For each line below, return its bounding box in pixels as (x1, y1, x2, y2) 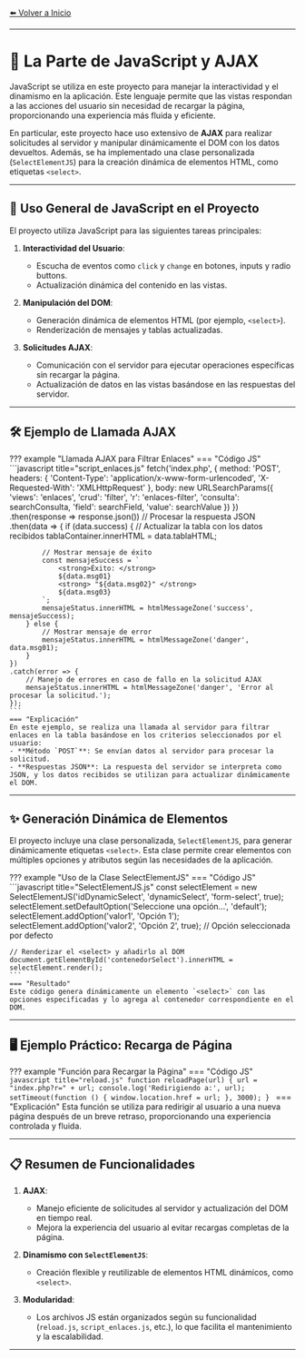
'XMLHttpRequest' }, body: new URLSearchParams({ (76, 482, 274, 493)
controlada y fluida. (9, 1120, 82, 1132)
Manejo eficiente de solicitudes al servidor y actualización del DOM (35, 1203, 289, 1214)
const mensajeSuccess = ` (42, 556, 141, 565)
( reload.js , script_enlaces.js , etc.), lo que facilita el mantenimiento (35, 1322, 292, 1332)
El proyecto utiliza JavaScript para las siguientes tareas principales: (9, 225, 261, 236)
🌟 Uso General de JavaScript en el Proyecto (9, 201, 260, 216)
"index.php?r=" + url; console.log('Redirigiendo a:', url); (9, 1084, 246, 1093)
